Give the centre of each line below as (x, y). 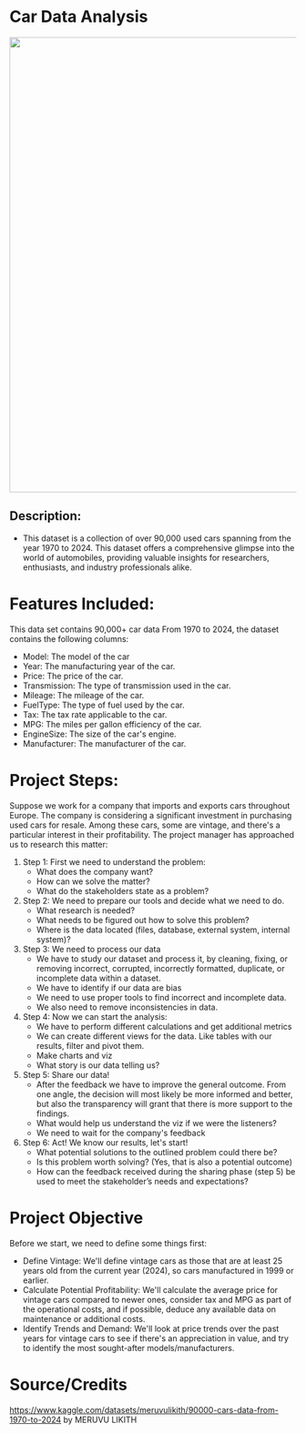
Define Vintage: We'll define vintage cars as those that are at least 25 (153, 1261)
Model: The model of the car (76, 656)
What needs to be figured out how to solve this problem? (143, 920)
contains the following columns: (69, 638)
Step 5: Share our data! (66, 1074)
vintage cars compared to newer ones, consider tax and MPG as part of (157, 1299)
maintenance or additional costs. (84, 1318)
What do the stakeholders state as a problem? (122, 890)
